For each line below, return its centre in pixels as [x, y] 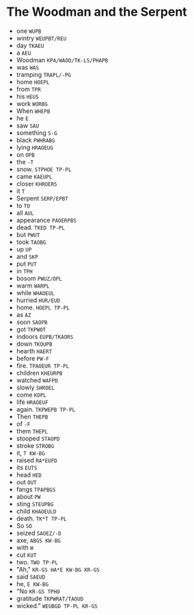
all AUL [25, 212]
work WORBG [32, 103]
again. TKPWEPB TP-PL [46, 409]
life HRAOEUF [32, 402]
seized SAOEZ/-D [39, 533]
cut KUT [26, 555]
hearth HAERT [34, 351]
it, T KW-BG [30, 453]
